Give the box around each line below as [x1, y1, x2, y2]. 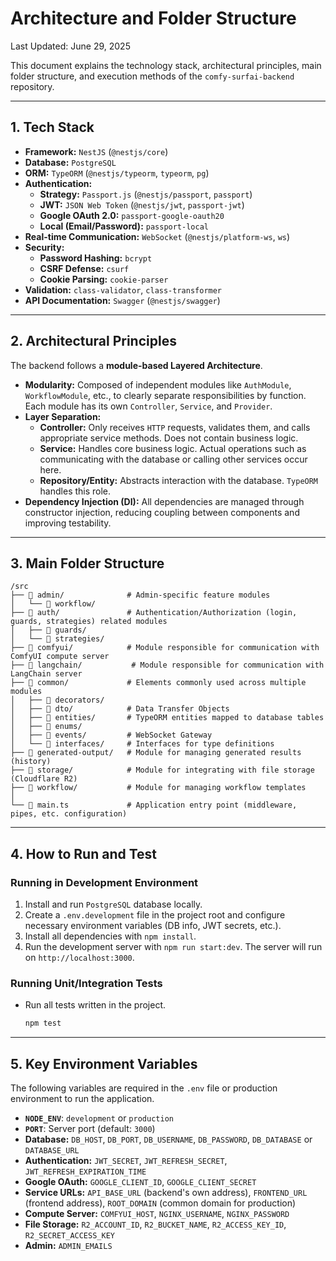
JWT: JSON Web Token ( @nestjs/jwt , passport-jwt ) [39, 198, 245, 211]
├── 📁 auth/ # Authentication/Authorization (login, [10, 608, 298, 618]
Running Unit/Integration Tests [10, 976, 163, 990]
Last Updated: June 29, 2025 [10, 40, 131, 52]
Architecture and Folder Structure [10, 7, 297, 30]
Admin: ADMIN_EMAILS [24, 1240, 113, 1252]
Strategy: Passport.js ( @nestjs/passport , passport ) [39, 188, 253, 200]
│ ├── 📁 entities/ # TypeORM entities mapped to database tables [10, 713, 325, 723]
